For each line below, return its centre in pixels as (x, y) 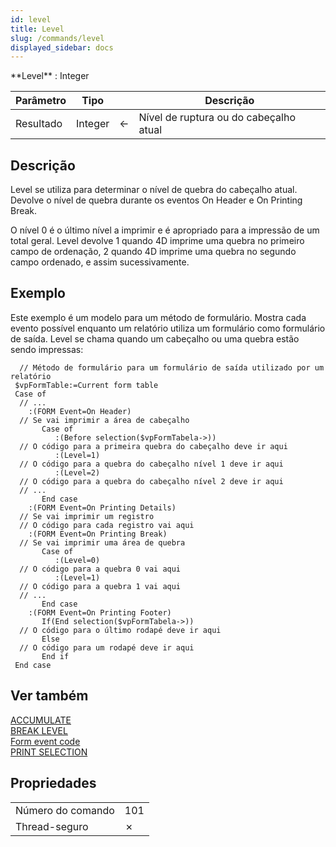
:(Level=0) (77, 560)
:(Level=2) (77, 472)
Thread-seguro (52, 826)
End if (55, 656)
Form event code (45, 741)
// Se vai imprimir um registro (87, 516)
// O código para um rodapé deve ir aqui (107, 647)
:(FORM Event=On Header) (80, 411)
